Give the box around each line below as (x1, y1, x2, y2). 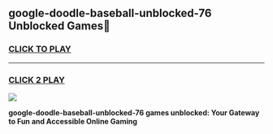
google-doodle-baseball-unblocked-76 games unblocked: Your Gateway (8, 107, 260, 117)
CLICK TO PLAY (8, 44, 71, 55)
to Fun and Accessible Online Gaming (8, 116, 138, 126)
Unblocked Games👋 (8, 19, 111, 33)
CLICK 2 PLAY (8, 74, 65, 85)
